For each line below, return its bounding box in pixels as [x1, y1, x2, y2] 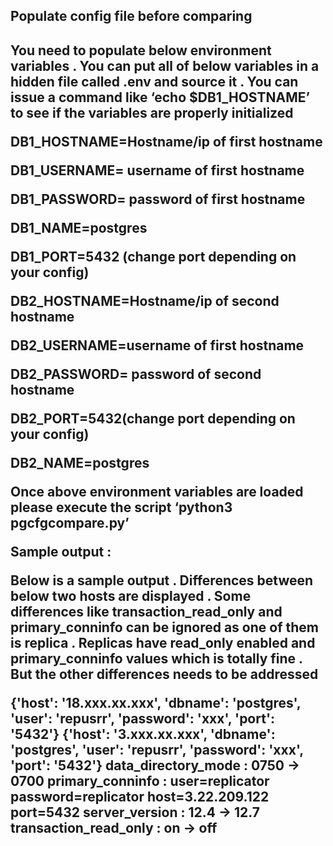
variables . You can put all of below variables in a [10, 57, 320, 74]
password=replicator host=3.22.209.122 [10, 788, 270, 805]
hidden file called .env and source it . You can [10, 73, 299, 90]
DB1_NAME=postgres [10, 219, 148, 236]
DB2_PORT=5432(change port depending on [10, 410, 296, 427]
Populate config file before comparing [10, 8, 253, 25]
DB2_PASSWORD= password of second [10, 365, 262, 383]
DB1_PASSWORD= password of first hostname [10, 190, 306, 208]
